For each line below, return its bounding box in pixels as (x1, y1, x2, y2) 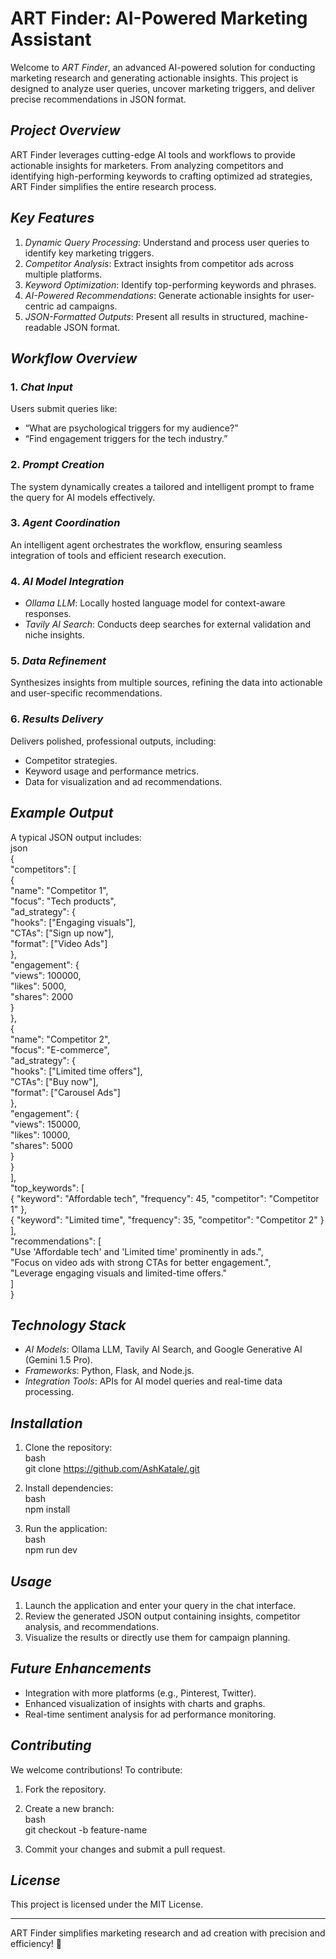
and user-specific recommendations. (10, 687, 163, 699)
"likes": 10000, (10, 1128, 71, 1141)
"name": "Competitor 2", (10, 1033, 111, 1045)
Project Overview (10, 122, 121, 139)
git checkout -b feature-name (24, 1823, 148, 1836)
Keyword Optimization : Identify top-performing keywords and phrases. (24, 278, 317, 291)
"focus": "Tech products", (10, 895, 117, 907)
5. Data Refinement (10, 654, 107, 668)
